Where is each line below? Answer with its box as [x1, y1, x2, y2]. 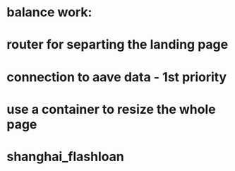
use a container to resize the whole [6, 101, 216, 117]
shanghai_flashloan [6, 148, 124, 165]
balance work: [6, 4, 92, 20]
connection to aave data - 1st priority [6, 69, 227, 85]
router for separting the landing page [6, 37, 229, 53]
